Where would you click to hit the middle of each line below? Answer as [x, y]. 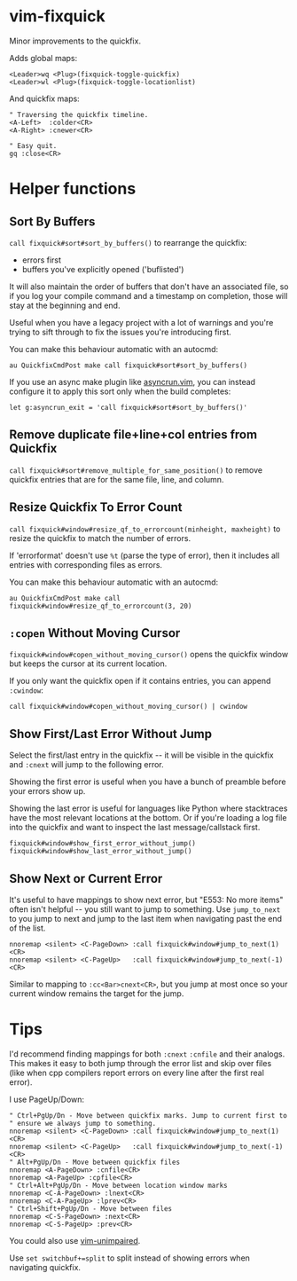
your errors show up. [47, 791]
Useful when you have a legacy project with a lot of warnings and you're [141, 322]
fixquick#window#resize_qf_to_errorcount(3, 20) [101, 606]
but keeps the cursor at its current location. [88, 664]
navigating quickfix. [45, 1267]
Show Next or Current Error [86, 879]
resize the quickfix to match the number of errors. [100, 538]
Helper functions [73, 189]
